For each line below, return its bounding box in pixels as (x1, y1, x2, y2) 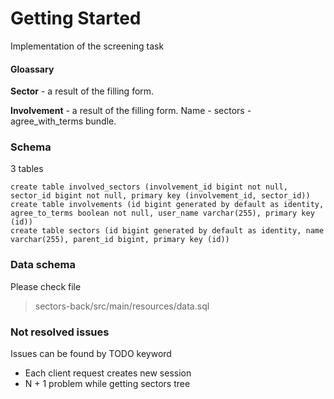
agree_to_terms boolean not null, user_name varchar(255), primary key (10, 208, 315, 219)
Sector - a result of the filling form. (10, 85, 155, 97)
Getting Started (10, 7, 142, 30)
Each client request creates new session (24, 367, 192, 379)
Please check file (10, 280, 82, 292)
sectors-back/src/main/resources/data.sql (34, 300, 210, 312)
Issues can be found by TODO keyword (10, 348, 172, 360)
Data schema (10, 258, 76, 272)
